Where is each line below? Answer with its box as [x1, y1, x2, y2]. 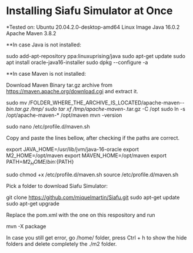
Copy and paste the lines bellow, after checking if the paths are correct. [6, 134, 180, 141]
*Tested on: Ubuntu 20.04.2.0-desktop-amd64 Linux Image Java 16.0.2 [6, 23, 180, 31]
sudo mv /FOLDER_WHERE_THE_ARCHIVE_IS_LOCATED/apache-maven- [6, 99, 182, 106]
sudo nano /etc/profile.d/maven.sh [6, 123, 90, 130]
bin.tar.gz [6, 105, 29, 112]
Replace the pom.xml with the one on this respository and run [6, 211, 155, 218]
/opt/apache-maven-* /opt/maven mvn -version [6, 112, 122, 119]
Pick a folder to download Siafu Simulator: [6, 182, 108, 189]
